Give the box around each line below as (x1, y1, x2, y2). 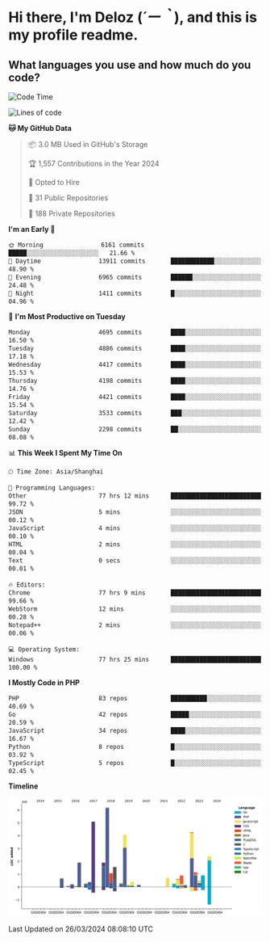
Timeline (8, 781, 39, 791)
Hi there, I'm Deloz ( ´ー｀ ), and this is (8, 8, 258, 27)
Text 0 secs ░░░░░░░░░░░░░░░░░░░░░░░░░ (8, 557, 262, 565)
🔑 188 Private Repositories (27, 208, 115, 218)
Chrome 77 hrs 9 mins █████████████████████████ (8, 589, 262, 597)
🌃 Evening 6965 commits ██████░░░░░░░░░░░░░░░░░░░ (8, 273, 262, 281)
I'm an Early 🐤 (8, 225, 56, 233)
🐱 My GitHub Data (8, 124, 73, 132)
